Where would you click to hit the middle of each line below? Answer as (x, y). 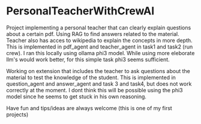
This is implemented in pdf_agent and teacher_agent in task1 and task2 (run (100, 47)
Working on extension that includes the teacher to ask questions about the (98, 71)
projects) (17, 114)
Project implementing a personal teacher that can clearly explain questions (99, 28)
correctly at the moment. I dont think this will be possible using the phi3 (94, 90)
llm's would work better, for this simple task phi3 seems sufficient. (88, 59)
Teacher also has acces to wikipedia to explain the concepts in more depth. (100, 40)
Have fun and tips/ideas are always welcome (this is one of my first (89, 108)
